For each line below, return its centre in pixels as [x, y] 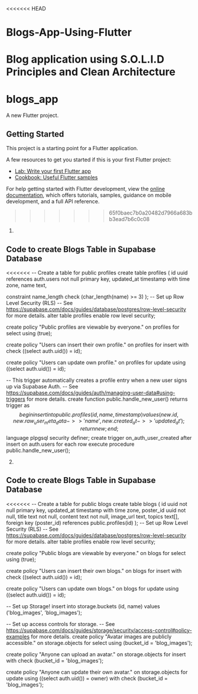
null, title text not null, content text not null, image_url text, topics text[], [92, 516]
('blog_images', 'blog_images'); [44, 612]
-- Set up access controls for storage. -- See [61, 624]
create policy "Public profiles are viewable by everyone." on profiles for [93, 327]
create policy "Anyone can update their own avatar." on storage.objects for [97, 672]
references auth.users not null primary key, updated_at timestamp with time [98, 279]
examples [18, 636]
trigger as [18, 405]
